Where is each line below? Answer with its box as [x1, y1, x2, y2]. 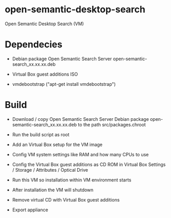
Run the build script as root [12, 131, 70, 137]
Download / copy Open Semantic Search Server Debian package [12, 116, 149, 122]
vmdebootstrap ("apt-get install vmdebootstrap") [12, 81, 116, 87]
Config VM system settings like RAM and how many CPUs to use [12, 151, 149, 157]
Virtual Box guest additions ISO [12, 71, 78, 77]
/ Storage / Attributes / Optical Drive [12, 167, 88, 173]
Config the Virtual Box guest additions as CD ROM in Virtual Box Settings [12, 161, 166, 168]
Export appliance [12, 207, 48, 213]
